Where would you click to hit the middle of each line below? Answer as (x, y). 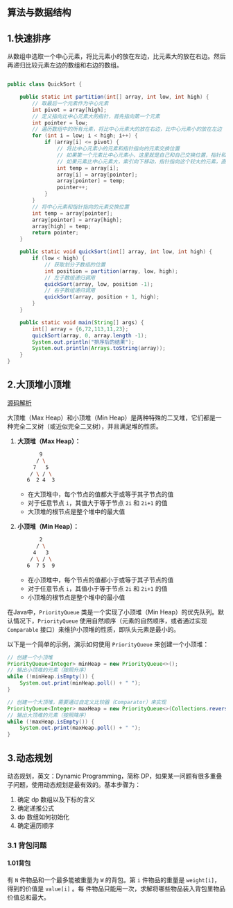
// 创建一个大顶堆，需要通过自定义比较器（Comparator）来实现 (87, 702)
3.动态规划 (30, 758)
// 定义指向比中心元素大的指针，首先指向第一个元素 (96, 116)
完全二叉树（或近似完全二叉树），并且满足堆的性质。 (87, 426)
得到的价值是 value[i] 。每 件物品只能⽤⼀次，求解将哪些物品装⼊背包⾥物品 (116, 889)
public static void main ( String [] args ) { (82, 322)
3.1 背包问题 (27, 845)
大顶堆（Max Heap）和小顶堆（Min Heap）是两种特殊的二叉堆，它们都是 (112, 417)
